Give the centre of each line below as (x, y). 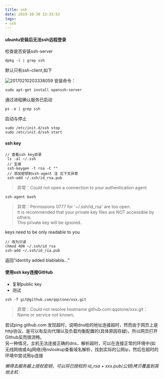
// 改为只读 (16, 242)
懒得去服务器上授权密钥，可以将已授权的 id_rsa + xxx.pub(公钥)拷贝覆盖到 (80, 366)
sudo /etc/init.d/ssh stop (33, 128)
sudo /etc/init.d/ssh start (34, 132)
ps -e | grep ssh (23, 109)
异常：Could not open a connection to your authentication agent (82, 187)
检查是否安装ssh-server (29, 51)
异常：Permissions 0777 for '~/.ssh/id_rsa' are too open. (74, 206)
